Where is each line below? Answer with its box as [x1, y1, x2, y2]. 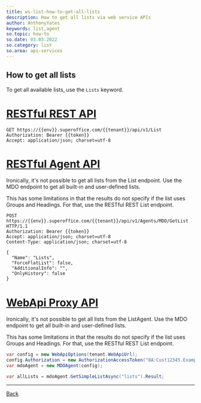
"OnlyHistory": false [11, 270, 66, 276]
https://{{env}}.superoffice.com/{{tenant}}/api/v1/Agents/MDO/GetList [6, 218, 188, 224]
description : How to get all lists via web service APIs [6, 14, 151, 20]
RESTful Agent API [6, 157, 100, 171]
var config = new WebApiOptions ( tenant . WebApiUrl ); [6, 351, 138, 357]
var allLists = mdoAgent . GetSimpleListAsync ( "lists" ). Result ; [6, 374, 165, 380]
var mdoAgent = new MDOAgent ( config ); [6, 363, 103, 369]
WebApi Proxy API [6, 296, 99, 309]
